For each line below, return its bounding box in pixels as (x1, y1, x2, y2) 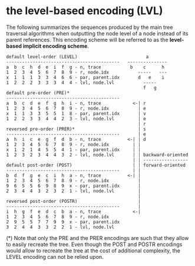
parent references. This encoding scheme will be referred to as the (6, 36, 169, 43)
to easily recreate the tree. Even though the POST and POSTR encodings (6, 241, 183, 248)
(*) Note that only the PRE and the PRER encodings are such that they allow (6, 234, 189, 241)
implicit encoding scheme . (22, 42, 90, 50)
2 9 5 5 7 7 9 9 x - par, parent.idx (6, 219, 120, 225)
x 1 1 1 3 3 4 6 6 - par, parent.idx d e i (6, 74, 165, 80)
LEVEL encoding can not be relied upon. (6, 253, 104, 260)
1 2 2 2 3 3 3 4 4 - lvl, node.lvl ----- (6, 80, 157, 86)
